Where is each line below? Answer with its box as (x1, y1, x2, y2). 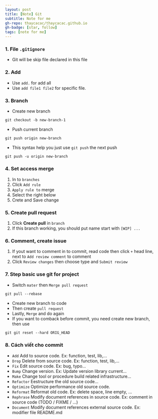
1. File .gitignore (5, 46, 45, 52)
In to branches (12, 176, 40, 182)
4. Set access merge (5, 166, 54, 172)
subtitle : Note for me (5, 16, 51, 21)
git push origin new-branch (5, 135, 62, 141)
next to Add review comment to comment (12, 253, 91, 260)
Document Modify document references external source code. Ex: (12, 404, 141, 410)
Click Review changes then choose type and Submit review (12, 259, 128, 265)
